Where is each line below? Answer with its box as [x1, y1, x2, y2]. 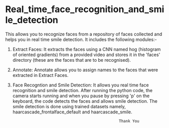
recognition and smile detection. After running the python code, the [12, 87, 153, 93]
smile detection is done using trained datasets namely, [12, 103, 126, 109]
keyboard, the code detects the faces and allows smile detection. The [12, 98, 158, 104]
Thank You [119, 118, 140, 123]
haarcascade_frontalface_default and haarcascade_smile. [12, 109, 133, 115]
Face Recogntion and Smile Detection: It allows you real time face [12, 82, 149, 88]
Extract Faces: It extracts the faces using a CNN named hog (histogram [12, 46, 161, 52]
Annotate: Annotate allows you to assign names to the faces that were [12, 67, 158, 73]
